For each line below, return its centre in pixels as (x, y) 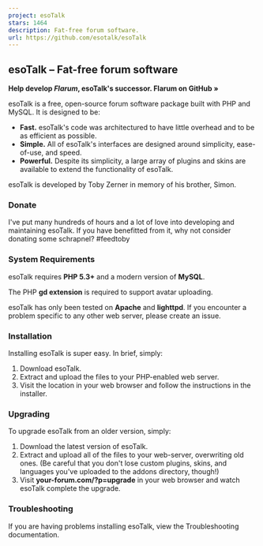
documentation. (34, 534)
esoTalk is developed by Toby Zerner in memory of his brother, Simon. (122, 185)
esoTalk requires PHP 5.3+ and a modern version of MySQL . (107, 276)
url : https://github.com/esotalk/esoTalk (77, 37)
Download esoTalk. (50, 368)
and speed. (64, 153)
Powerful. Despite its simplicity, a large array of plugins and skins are (133, 161)
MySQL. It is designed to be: (54, 112)
